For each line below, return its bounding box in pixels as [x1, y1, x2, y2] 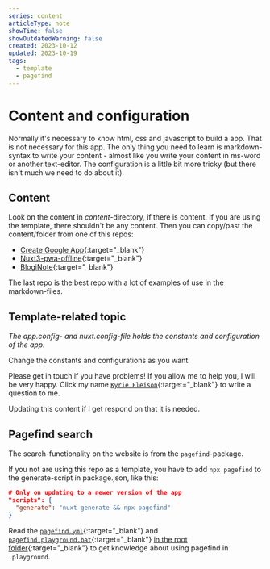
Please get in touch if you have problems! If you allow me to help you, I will [8, 371, 256, 381]
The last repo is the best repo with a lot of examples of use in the [8, 278, 224, 287]
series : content [8, 11, 63, 20]
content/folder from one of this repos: [8, 229, 134, 239]
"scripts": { [8, 496, 52, 504]
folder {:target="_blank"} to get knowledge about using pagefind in [8, 542, 229, 553]
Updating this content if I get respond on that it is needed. [8, 404, 201, 414]
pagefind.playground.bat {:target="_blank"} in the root [8, 534, 188, 544]
